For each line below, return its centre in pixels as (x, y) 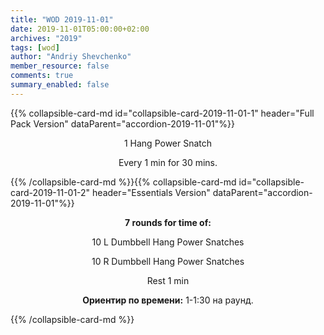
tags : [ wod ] (35, 47)
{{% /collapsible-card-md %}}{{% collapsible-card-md (123, 182)
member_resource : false (60, 66)
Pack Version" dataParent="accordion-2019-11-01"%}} (122, 123)
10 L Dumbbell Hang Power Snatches (168, 242)
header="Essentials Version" (151, 192)
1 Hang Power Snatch (168, 143)
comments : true (42, 76)
